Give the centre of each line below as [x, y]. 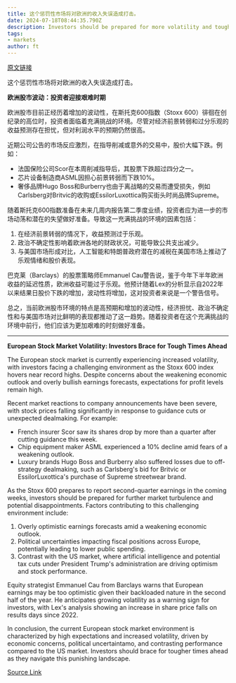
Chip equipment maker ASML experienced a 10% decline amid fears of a [123, 447]
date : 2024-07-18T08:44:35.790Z [54, 20]
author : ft [23, 46]
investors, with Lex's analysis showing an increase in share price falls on [112, 607]
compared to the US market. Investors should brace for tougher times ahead [118, 651]
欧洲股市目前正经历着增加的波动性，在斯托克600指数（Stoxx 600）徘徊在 [114, 112]
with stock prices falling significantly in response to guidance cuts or [107, 411]
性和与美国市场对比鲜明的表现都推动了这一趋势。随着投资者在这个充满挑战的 [118, 317]
